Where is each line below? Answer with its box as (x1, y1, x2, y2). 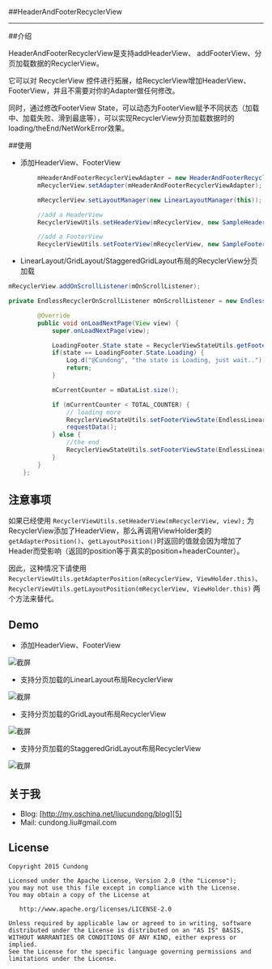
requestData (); (66, 423, 117, 432)
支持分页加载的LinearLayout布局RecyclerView (19, 675, 173, 685)
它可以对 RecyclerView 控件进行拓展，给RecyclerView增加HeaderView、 (8, 76, 251, 85)
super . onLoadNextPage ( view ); (51, 327, 151, 335)
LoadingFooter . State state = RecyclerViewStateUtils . (51, 341, 237, 349)
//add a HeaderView (37, 211, 104, 219)
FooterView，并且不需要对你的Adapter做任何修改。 (8, 86, 180, 96)
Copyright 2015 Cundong (8, 862, 89, 870)
